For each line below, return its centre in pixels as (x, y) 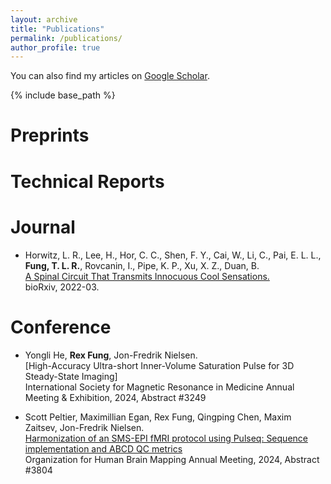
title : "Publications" (57, 29)
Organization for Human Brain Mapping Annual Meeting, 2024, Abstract (172, 459)
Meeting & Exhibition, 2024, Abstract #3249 (115, 397)
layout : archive (44, 19)
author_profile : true (55, 47)
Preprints (50, 135)
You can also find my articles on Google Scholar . (110, 76)
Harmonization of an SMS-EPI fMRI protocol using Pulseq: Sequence (166, 438)
